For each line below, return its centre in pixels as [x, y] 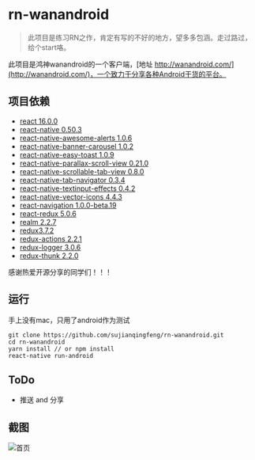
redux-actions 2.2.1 [51, 238]
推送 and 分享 [42, 400]
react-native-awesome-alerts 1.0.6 [76, 138]
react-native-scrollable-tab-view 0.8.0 [82, 171]
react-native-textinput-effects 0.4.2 [77, 188]
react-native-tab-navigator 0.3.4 [72, 180]
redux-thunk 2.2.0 [49, 256]
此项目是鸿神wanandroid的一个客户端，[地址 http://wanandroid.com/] [121, 64]
